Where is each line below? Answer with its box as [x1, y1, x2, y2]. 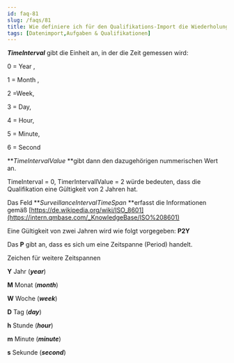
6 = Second [7, 144, 41, 152]
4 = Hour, [7, 116, 35, 125]
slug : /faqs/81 [7, 17, 52, 24]
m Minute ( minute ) [7, 335, 61, 343]
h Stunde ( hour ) [7, 321, 54, 330]
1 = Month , [7, 76, 40, 84]
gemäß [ [7, 206, 31, 215]
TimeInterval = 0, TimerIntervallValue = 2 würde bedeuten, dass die [7, 178, 201, 186]
